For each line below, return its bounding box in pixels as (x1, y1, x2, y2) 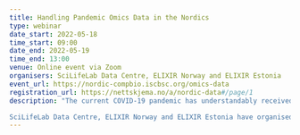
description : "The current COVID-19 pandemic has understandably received (9, 96, 294, 105)
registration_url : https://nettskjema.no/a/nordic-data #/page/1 (9, 88, 254, 97)
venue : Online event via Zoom (9, 63, 122, 72)
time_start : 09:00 (9, 38, 78, 47)
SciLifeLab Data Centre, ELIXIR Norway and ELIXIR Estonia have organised (9, 113, 294, 122)
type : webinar (9, 21, 62, 30)
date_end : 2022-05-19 (9, 46, 90, 55)
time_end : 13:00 (9, 55, 70, 63)
